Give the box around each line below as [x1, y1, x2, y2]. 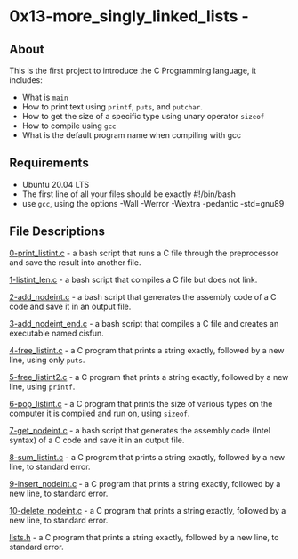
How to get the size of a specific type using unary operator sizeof [21, 111, 265, 121]
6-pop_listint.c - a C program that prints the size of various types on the [9, 398, 273, 409]
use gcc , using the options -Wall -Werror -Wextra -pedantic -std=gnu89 [21, 198, 285, 208]
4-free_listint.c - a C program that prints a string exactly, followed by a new [9, 344, 285, 355]
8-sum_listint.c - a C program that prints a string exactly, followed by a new [9, 451, 286, 462]
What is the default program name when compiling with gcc [21, 130, 242, 140]
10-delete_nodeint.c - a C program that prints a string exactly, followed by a [9, 505, 286, 515]
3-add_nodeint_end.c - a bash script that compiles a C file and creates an [9, 318, 279, 328]
